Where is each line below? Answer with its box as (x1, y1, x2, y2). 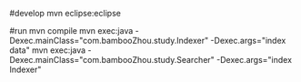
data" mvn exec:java (9, 45, 86, 56)
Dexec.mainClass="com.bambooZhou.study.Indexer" (9, 36, 209, 46)
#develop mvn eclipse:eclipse (9, 8, 121, 18)
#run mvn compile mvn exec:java (9, 26, 134, 36)
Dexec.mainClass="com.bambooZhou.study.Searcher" (9, 55, 216, 65)
